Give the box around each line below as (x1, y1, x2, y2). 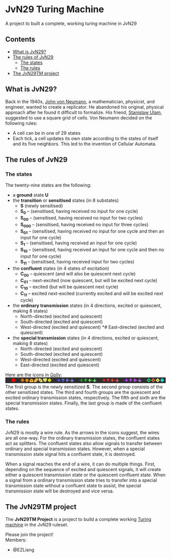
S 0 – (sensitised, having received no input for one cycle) (20, 208, 138, 215)
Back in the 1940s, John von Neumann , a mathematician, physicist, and (5, 98, 155, 105)
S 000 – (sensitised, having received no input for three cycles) (20, 221, 149, 229)
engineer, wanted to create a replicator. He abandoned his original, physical (5, 104, 164, 110)
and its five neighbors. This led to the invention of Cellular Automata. (12, 141, 157, 147)
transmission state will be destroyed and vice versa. (5, 488, 114, 494)
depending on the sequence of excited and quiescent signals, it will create (5, 467, 161, 473)
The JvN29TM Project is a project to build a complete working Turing (5, 516, 152, 522)
